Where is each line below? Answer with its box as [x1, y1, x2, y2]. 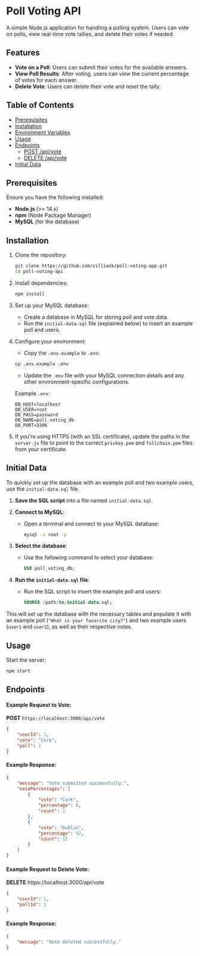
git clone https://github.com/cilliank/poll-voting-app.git [14, 263, 168, 269]
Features [6, 48, 40, 58]
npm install [14, 291, 45, 297]
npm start [6, 668, 31, 674]
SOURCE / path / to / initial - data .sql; [23, 600, 112, 606]
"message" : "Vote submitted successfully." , [17, 780, 130, 786]
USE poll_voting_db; [23, 565, 75, 571]
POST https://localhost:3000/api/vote [6, 715, 106, 722]
